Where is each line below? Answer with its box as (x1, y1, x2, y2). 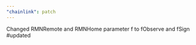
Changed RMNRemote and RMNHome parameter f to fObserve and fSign (6, 25, 191, 32)
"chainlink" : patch (6, 8, 56, 15)
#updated (6, 31, 31, 39)
